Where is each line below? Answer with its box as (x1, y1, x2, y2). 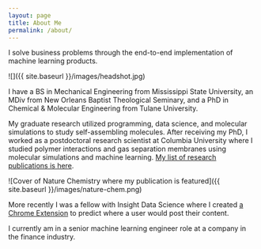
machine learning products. (8, 56, 98, 66)
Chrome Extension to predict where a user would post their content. (8, 209, 229, 218)
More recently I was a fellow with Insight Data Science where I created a (8, 200, 244, 209)
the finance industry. (8, 232, 76, 242)
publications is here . (8, 161, 74, 171)
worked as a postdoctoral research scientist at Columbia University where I (8, 136, 253, 145)
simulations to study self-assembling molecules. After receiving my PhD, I (8, 127, 248, 137)
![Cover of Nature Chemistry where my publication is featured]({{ (8, 176, 221, 186)
